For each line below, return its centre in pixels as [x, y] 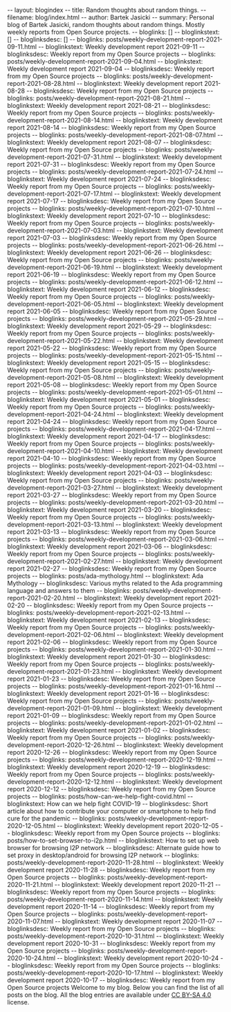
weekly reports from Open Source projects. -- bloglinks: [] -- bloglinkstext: [113, 32]
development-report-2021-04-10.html [61, 451]
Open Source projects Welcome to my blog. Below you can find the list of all [115, 987]
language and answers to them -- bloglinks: [69, 590]
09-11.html [22, 47]
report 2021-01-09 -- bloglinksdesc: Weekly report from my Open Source [112, 716]
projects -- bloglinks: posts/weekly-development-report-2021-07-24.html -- [115, 172]
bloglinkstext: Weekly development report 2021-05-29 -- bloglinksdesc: [110, 326]
